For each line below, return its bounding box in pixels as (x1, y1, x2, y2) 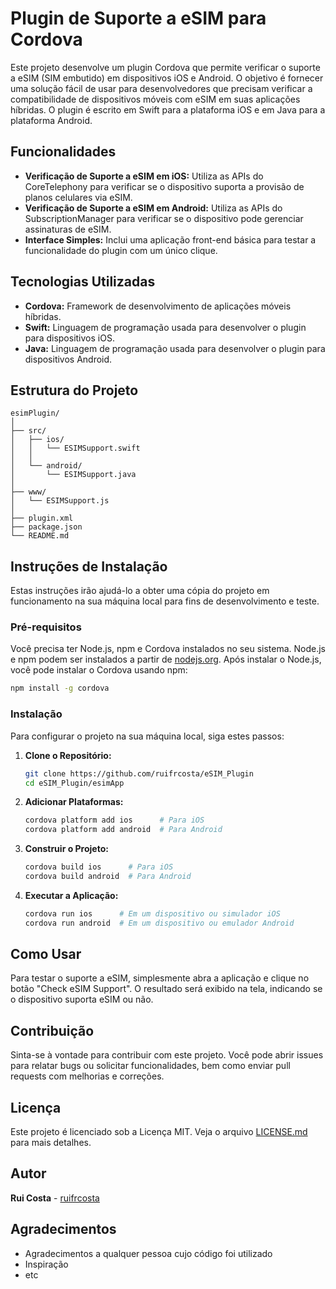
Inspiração (24, 1258, 69, 1270)
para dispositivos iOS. (24, 332, 115, 344)
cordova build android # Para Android (24, 872, 192, 882)
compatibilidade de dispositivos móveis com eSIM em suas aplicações (10, 93, 301, 105)
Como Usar (10, 946, 82, 963)
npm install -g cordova (10, 683, 110, 694)
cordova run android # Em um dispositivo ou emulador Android (24, 918, 295, 928)
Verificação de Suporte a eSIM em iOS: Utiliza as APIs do (24, 170, 264, 182)
